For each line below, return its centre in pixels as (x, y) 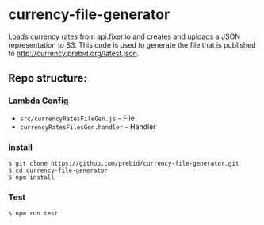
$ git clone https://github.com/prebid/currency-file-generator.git (124, 163)
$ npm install (32, 177)
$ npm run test (33, 214)
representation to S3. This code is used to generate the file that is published (132, 44)
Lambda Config (38, 101)
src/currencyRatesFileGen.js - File (77, 118)
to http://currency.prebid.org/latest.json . (74, 53)
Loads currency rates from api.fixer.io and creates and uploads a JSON (124, 36)
